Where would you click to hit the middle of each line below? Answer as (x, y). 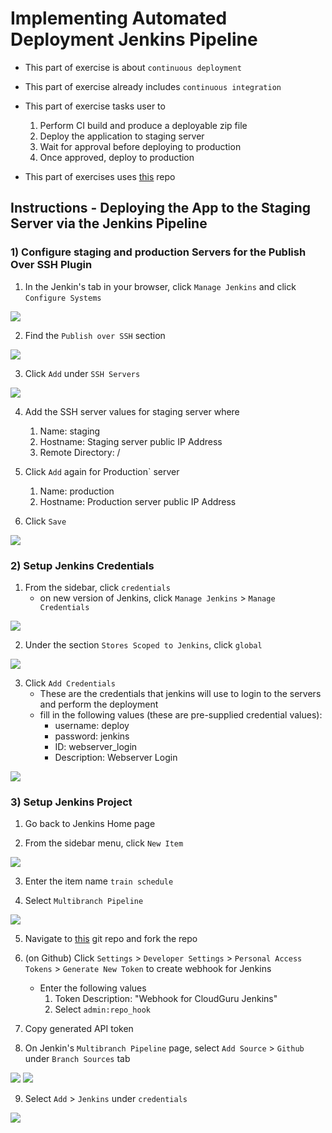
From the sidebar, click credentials (97, 587)
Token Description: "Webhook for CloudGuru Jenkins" (166, 999)
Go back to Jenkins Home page (90, 824)
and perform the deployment (99, 704)
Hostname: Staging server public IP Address (131, 441)
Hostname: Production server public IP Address (138, 501)
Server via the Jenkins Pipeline (109, 223)
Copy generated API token (79, 1029)
